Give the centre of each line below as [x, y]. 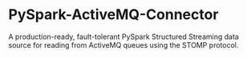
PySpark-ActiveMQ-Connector [113, 15]
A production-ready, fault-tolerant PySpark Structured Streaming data [123, 37]
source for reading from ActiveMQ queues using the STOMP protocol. [123, 44]
